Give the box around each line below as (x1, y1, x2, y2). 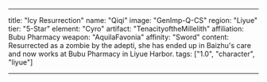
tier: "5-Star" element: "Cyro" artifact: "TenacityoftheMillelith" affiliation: (8, 24, 244, 33)
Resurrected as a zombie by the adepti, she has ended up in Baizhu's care (8, 41, 252, 50)
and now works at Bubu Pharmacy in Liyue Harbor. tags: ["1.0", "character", (8, 49, 256, 58)
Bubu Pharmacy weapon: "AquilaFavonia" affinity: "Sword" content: (8, 32, 229, 42)
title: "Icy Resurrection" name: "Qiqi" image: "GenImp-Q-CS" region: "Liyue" (8, 16, 258, 24)
